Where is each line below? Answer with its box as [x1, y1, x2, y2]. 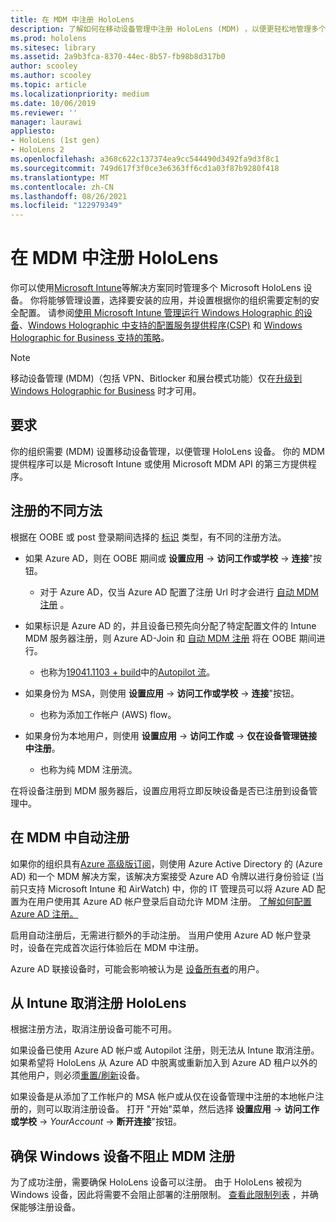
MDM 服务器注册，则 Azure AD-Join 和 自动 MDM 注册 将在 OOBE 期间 [24, 632, 317, 644]
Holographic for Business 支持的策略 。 [10, 332, 170, 344]
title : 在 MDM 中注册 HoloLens [10, 14, 135, 25]
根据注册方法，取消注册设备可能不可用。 [10, 1023, 177, 1035]
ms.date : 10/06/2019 [10, 98, 97, 108]
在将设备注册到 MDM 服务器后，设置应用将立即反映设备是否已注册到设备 [10, 784, 310, 796]
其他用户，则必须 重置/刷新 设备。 [10, 1069, 146, 1081]
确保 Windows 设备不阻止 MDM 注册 [10, 1147, 236, 1165]
